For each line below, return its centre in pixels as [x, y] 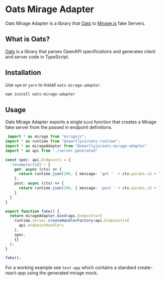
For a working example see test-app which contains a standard [71, 268]
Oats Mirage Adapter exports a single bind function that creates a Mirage [81, 122]
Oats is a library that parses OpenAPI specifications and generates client [80, 51]
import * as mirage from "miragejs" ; [47, 137]
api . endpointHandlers [41, 225]
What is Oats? [28, 39]
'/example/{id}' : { [30, 165]
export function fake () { [32, 211]
